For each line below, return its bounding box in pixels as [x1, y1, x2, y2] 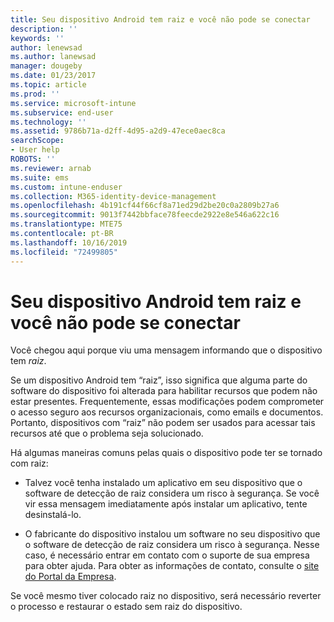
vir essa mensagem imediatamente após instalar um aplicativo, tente [24, 498, 308, 510]
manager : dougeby [10, 61, 83, 71]
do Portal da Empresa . [24, 571, 117, 583]
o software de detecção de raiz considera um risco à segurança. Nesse [24, 539, 320, 551]
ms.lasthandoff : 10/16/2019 [10, 237, 128, 248]
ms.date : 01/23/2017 [10, 71, 97, 81]
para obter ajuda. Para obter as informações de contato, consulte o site [24, 560, 320, 572]
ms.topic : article [10, 80, 87, 90]
